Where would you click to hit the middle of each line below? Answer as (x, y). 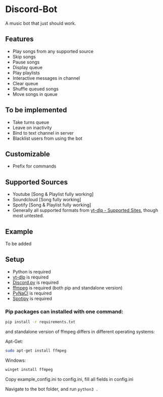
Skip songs (24, 56)
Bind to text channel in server (43, 133)
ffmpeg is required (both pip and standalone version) (67, 288)
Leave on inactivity (32, 128)
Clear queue (25, 83)
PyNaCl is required (32, 293)
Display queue (28, 67)
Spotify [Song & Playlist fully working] (52, 205)
